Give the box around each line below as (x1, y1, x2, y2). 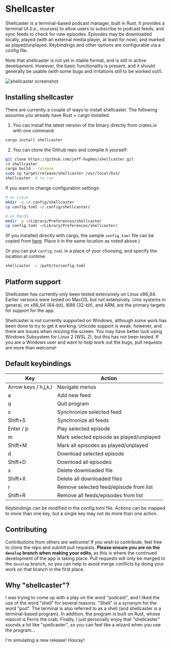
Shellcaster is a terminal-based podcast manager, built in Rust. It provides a (5, 20, 165, 26)
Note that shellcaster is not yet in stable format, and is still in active (5, 57, 147, 63)
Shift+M (8, 442, 27, 449)
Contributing (5, 525, 47, 534)
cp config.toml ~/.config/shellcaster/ (5, 204, 91, 209)
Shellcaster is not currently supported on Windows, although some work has (5, 317, 167, 323)
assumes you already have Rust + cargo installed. (5, 112, 110, 118)
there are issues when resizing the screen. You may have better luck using (5, 328, 162, 334)
